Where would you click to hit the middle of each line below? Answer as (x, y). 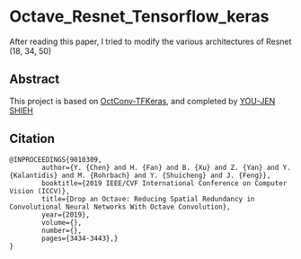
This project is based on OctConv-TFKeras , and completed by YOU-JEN (142, 101)
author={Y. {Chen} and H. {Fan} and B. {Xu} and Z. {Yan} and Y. (167, 167)
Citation (32, 139)
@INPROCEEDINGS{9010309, (56, 159)
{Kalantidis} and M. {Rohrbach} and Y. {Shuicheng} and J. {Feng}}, (140, 175)
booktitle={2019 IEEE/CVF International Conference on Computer (164, 183)
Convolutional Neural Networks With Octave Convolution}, (120, 207)
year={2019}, (66, 214)
